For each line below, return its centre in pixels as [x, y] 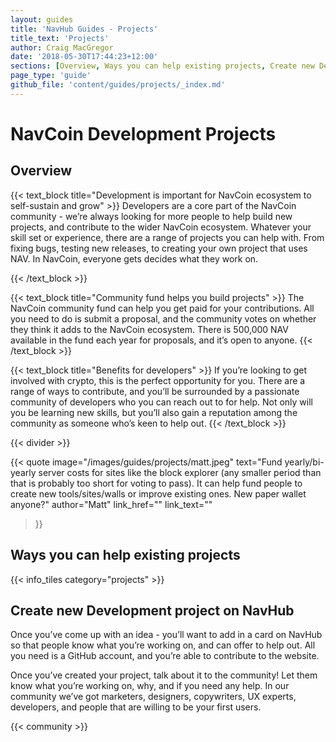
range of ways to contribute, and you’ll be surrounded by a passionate [155, 391]
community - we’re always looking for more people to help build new [151, 216]
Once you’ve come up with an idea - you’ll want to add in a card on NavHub [166, 635]
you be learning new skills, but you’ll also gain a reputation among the [154, 412]
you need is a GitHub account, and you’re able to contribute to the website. [165, 656]
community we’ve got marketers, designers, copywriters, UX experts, [153, 697]
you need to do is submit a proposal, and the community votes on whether [163, 318]
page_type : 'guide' [51, 76]
